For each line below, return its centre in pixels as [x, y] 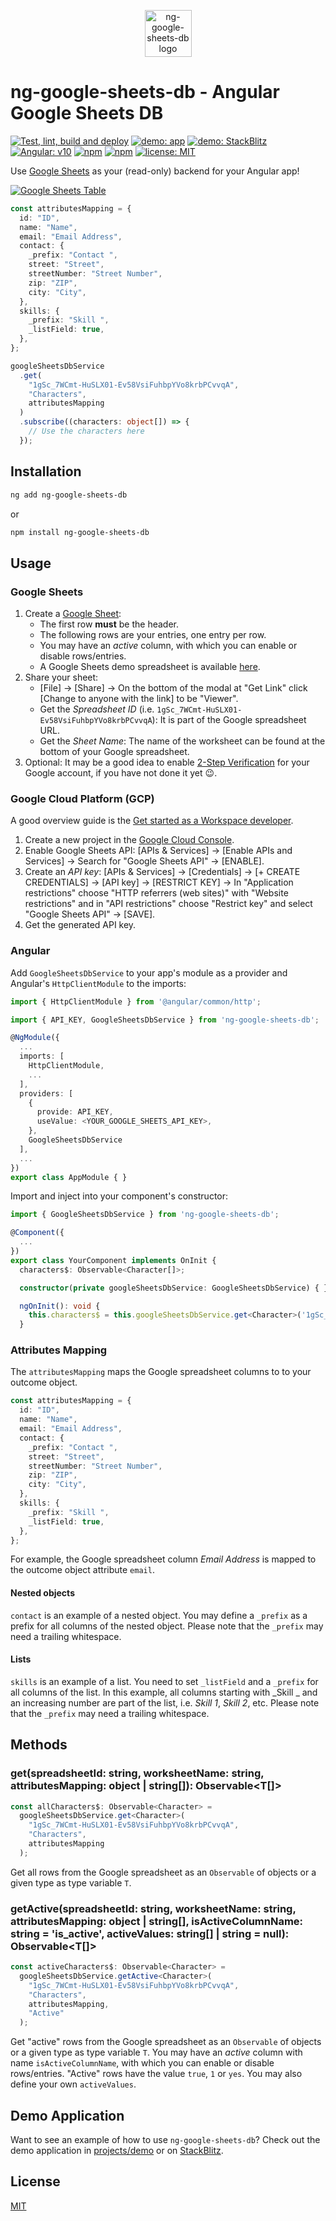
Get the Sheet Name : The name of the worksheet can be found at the [182, 741]
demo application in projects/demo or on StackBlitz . [117, 2151]
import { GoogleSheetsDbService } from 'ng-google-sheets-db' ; [145, 1215]
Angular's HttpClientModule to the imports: [98, 983]
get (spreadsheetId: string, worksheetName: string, [137, 1773]
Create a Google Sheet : [73, 614]
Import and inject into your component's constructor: [119, 1196]
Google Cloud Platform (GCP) [82, 798]
